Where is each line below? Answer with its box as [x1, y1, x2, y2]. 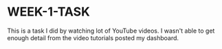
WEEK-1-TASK [7, 4, 91, 20]
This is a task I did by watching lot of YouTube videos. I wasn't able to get [7, 27, 215, 35]
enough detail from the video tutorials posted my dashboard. [7, 33, 179, 42]
